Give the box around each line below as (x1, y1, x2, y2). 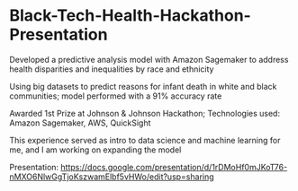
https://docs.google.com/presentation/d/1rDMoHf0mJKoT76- (60, 161, 288, 172)
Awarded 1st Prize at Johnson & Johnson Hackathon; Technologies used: (9, 108, 281, 118)
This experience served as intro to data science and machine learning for (9, 135, 281, 145)
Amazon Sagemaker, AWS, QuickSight (9, 117, 151, 128)
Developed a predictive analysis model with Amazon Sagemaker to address (9, 54, 289, 65)
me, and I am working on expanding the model (9, 144, 182, 155)
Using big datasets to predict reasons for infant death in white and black (9, 81, 277, 91)
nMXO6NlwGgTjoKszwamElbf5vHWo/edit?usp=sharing (9, 171, 214, 182)
